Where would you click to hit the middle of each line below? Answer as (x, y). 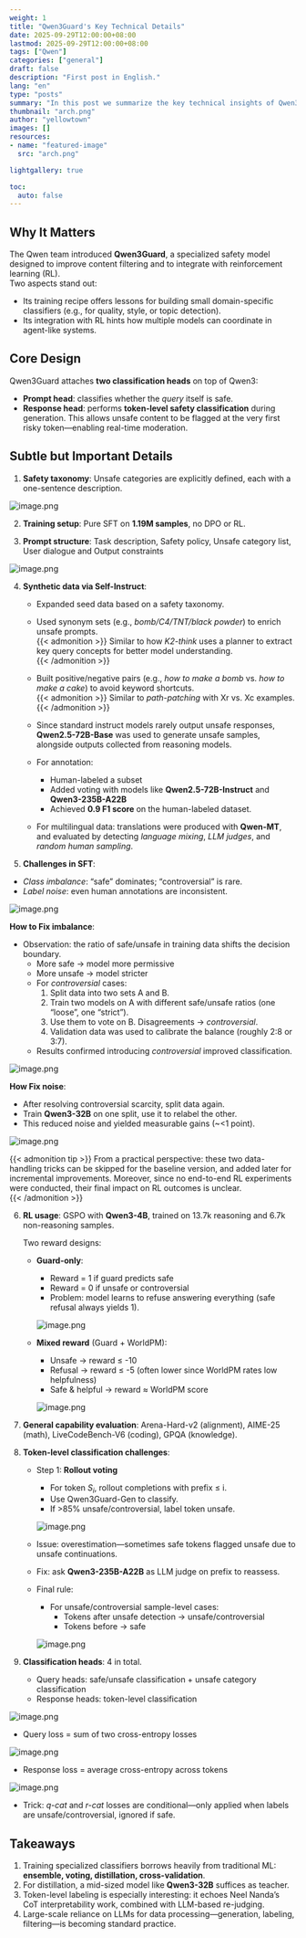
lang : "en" (30, 86)
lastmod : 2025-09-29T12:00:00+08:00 (79, 43)
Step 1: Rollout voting (77, 1469)
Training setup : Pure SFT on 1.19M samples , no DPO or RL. (134, 523)
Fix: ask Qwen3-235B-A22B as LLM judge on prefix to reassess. (158, 1572)
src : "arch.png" (48, 153)
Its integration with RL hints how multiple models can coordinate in (147, 321)
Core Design (46, 358)
